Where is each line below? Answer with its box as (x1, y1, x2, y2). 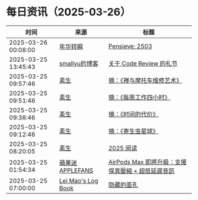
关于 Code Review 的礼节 (108, 59, 178, 68)
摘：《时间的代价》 (108, 110, 159, 118)
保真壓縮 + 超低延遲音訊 (108, 166, 175, 175)
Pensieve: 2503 (108, 42, 153, 50)
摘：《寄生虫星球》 (108, 127, 159, 135)
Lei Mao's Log (59, 176, 98, 185)
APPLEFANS (59, 166, 93, 174)
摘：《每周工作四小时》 (108, 93, 171, 101)
